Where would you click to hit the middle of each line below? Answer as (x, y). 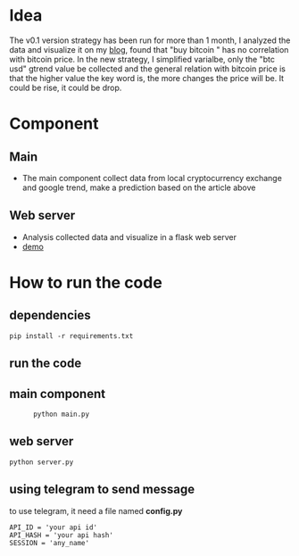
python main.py (61, 414)
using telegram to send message (102, 490)
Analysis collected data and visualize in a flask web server (129, 237)
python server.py (42, 462)
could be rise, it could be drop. (66, 87)
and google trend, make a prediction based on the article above (139, 187)
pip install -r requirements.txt (71, 336)
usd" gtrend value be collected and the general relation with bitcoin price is (147, 69)
